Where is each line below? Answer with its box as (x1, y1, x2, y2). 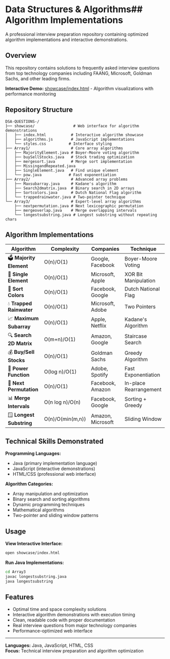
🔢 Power (8, 365, 29, 372)
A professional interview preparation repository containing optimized (5, 31, 148, 37)
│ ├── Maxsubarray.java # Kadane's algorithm (5, 181, 116, 186)
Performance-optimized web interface (12, 628, 93, 634)
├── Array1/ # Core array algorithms (5, 146, 123, 151)
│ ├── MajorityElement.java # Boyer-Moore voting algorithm (5, 150, 139, 155)
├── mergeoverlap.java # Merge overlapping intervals (14, 208, 137, 213)
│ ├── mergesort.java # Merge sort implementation (5, 159, 133, 164)
